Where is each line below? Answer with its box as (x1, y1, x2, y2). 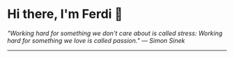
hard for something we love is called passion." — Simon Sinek (7, 36, 185, 44)
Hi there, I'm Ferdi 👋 (7, 6, 123, 22)
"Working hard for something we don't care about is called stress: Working (7, 29, 223, 37)
